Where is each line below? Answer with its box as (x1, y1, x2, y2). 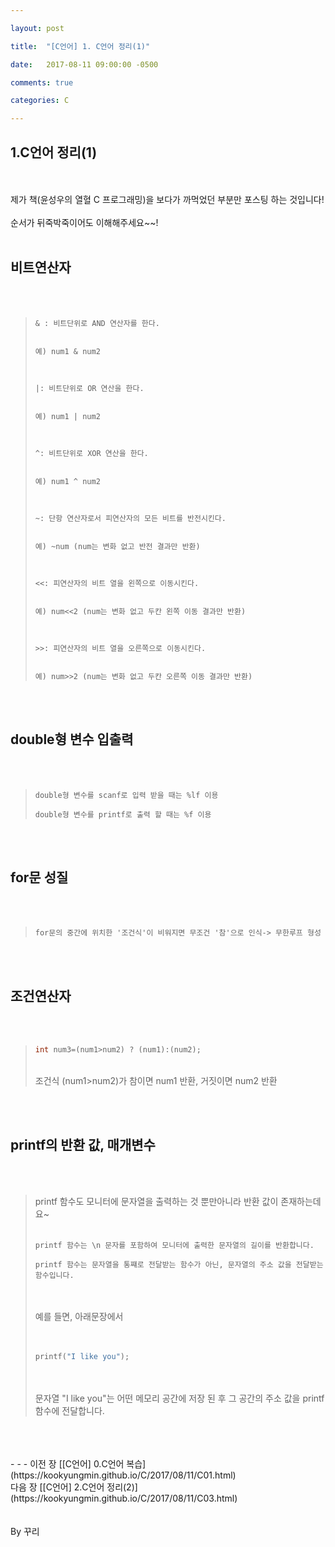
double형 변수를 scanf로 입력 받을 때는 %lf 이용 (34, 790, 219, 800)
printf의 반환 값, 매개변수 (10, 1137, 156, 1154)
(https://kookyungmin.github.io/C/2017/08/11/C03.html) (10, 1492, 238, 1504)
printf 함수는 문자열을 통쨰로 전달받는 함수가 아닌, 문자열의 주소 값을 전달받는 (34, 1259, 324, 1270)
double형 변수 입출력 (10, 731, 134, 748)
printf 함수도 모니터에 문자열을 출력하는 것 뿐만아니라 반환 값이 (34, 1195, 279, 1207)
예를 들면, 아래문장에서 (34, 1310, 124, 1322)
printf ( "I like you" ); (34, 1351, 130, 1361)
